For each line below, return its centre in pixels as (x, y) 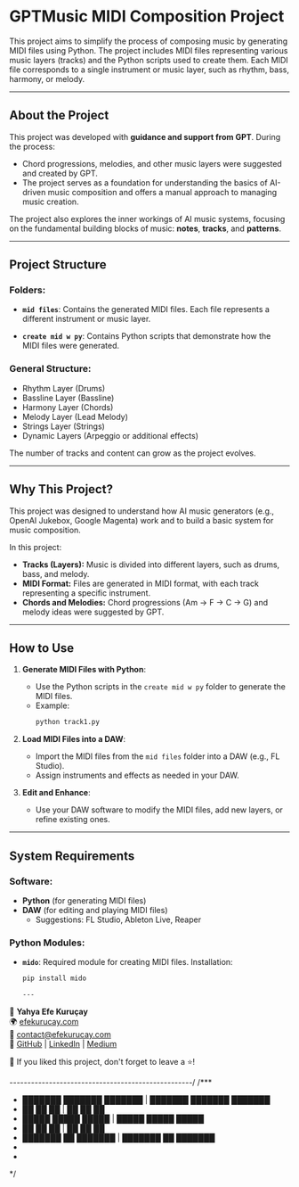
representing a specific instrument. (86, 593)
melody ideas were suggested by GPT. (93, 612)
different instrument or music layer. (86, 319)
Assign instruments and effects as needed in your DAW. (137, 775)
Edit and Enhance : (56, 793)
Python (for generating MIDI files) (84, 900)
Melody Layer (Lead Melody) (75, 416)
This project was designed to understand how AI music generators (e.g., (141, 511)
